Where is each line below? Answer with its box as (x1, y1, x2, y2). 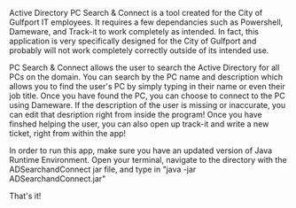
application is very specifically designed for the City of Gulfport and (9, 35, 257, 46)
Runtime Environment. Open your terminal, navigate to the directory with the (9, 155, 287, 165)
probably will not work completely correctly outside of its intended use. (9, 45, 269, 56)
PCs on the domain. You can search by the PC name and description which (9, 72, 284, 82)
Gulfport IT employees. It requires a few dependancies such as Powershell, (9, 17, 284, 27)
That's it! (9, 190, 42, 201)
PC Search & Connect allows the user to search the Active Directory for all (9, 62, 280, 73)
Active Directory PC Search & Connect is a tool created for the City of (9, 8, 263, 18)
